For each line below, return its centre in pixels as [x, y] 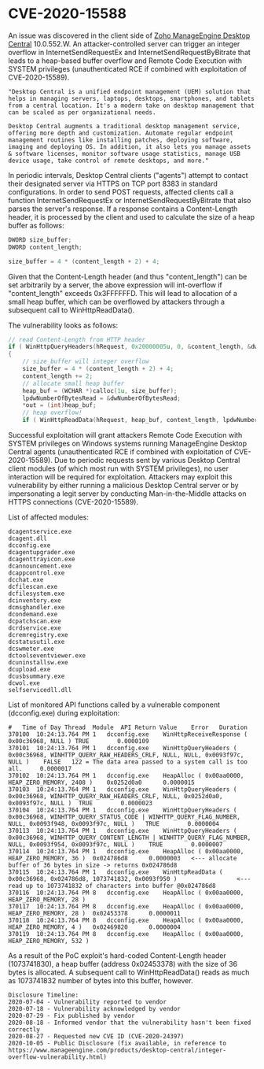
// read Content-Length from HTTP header [77, 339]
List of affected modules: [48, 517]
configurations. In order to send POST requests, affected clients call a [121, 192]
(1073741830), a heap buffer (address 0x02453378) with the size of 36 [123, 964]
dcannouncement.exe [40, 566]
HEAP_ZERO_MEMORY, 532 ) [49, 941]
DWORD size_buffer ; [40, 240]
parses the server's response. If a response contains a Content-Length [123, 209]
